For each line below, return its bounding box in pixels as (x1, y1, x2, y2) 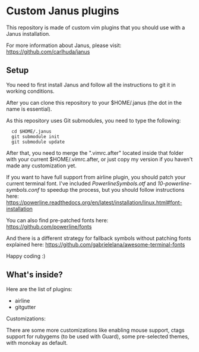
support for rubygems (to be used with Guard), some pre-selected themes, (6, 332, 189, 340)
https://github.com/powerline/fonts (6, 223, 92, 230)
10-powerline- (157, 180, 192, 187)
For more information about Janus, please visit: (6, 42, 122, 49)
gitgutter (14, 303, 36, 310)
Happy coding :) (6, 252, 46, 260)
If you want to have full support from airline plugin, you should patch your (6, 173, 186, 180)
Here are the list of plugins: (6, 285, 72, 292)
